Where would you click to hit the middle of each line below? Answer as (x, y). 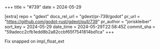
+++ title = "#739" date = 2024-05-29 (43, 7)
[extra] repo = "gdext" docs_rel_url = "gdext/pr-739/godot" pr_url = (72, 16)
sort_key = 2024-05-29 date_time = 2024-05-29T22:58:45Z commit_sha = (80, 27)
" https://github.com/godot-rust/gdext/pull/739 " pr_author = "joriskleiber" (78, 22)
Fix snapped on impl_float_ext (34, 41)
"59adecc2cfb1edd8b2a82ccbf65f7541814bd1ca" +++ (59, 32)
